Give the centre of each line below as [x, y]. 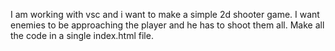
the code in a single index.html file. [82, 35]
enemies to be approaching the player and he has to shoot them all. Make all [167, 25]
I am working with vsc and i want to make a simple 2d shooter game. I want [165, 14]
